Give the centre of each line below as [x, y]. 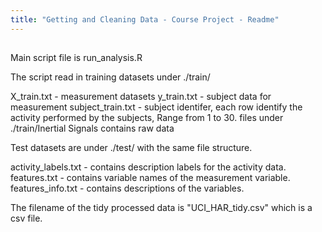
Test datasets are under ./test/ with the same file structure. [131, 148]
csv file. [26, 218]
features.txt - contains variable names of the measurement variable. [150, 178]
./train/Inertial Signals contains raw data [92, 128]
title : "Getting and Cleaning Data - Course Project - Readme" [145, 19]
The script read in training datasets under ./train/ [110, 77]
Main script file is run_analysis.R [76, 58]
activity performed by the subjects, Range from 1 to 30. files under [147, 118]
